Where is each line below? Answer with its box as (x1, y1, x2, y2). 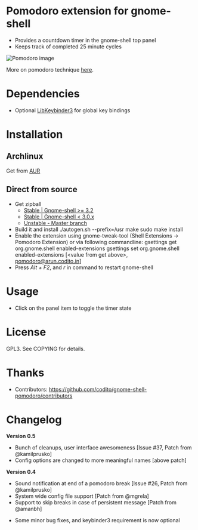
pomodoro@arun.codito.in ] (14, 257, 82, 264)
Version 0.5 (6, 433, 36, 440)
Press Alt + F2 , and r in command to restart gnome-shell (14, 264, 154, 271)
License (6, 325, 47, 338)
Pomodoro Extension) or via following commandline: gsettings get (14, 238, 177, 245)
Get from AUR (6, 167, 41, 174)
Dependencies (6, 87, 80, 101)
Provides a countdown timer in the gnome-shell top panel (14, 36, 156, 44)
